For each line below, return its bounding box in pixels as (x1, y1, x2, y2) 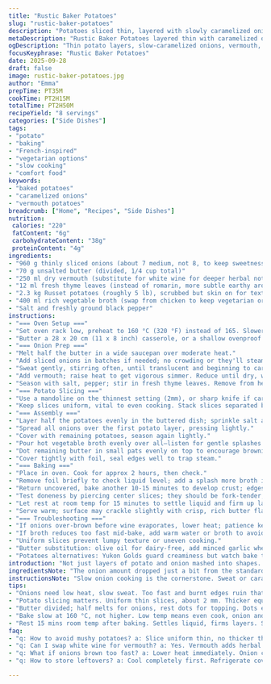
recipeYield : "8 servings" (8, 110, 99, 118)
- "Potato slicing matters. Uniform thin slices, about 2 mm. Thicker (8, 597, 251, 605)
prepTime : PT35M (8, 86, 63, 95)
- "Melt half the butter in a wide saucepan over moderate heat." (8, 349, 236, 357)
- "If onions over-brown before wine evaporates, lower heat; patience (8, 522, 254, 530)
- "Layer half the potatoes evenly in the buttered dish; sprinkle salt (8, 417, 258, 425)
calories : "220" (11, 222, 67, 230)
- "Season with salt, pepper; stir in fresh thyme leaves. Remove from (8, 379, 254, 387)
